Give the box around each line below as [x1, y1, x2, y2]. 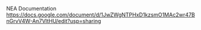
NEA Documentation [6, 5, 57, 12]
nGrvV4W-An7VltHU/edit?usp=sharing [6, 18, 101, 24]
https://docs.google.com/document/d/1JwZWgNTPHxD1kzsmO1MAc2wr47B [6, 11, 196, 18]
